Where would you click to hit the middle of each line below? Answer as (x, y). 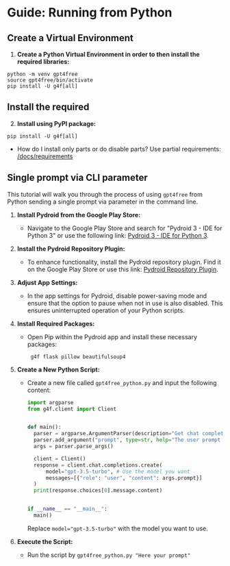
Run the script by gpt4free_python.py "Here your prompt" (109, 555)
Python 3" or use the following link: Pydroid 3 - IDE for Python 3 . (118, 235)
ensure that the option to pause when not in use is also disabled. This (125, 303)
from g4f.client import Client (72, 409)
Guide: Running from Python (90, 13)
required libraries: (43, 62)
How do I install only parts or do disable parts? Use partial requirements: (119, 149)
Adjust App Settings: (47, 282)
